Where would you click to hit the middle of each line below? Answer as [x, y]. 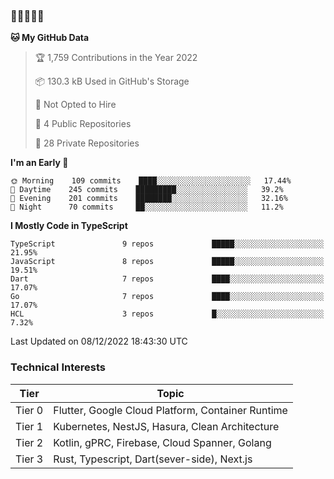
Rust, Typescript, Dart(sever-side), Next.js [153, 459]
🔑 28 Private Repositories [87, 143]
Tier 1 [29, 426]
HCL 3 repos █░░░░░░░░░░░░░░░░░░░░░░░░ [167, 314]
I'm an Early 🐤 [39, 163]
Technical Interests [58, 367]
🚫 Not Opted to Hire [75, 105]
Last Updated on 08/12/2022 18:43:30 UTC [99, 341]
